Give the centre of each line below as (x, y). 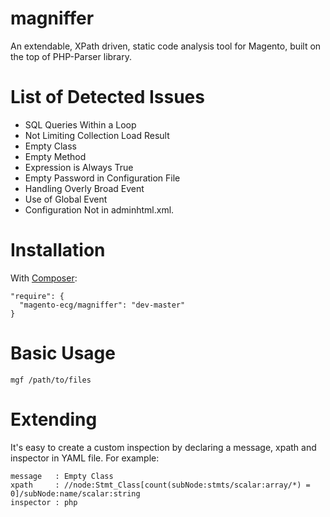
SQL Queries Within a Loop (80, 124)
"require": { (37, 296)
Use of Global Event (66, 199)
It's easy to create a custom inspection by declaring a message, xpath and (163, 447)
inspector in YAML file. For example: (85, 458)
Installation (58, 250)
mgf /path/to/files (51, 380)
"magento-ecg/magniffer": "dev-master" (102, 305)
